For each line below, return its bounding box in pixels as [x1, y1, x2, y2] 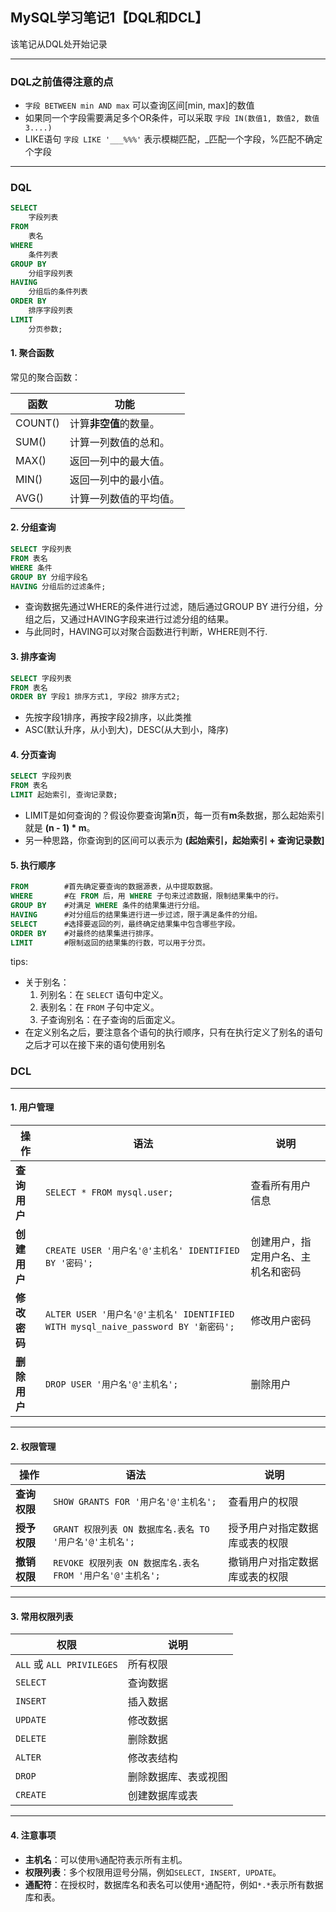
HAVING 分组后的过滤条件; [10, 581, 107, 592]
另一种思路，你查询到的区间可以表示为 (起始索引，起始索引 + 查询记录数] [24, 834, 325, 847]
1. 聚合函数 [10, 347, 55, 359]
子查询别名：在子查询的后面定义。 [39, 1014, 181, 1026]
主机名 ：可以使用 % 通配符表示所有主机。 [24, 1853, 188, 1865]
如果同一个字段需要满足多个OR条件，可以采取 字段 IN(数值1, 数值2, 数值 [24, 112, 320, 124]
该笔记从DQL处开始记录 [10, 38, 108, 50]
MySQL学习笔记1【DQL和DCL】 [10, 9, 209, 27]
